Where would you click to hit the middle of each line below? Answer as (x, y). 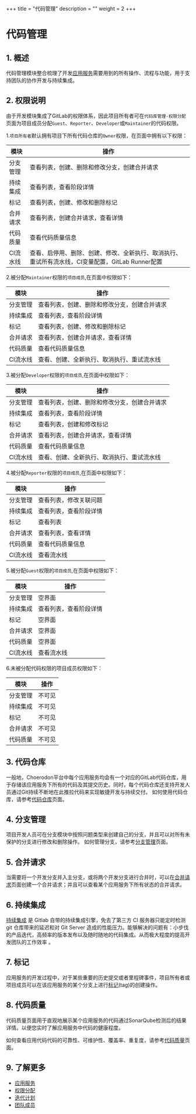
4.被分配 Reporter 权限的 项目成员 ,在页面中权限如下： (66, 473)
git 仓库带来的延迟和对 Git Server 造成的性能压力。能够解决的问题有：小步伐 (97, 928)
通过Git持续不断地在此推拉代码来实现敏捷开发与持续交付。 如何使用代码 (97, 792)
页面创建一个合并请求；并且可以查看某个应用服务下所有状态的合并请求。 (98, 885)
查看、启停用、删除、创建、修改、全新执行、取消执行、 (106, 252)
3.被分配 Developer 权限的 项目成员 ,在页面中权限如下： (68, 375)
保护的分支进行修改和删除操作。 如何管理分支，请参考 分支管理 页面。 (88, 842)
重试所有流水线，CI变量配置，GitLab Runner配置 (96, 261)
